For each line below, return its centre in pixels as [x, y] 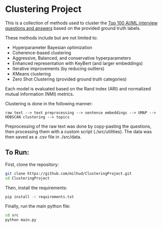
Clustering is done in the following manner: [49, 103]
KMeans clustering [31, 74]
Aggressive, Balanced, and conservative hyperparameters [72, 58]
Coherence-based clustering [42, 53]
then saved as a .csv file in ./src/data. [43, 137]
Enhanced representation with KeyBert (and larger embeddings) [78, 63]
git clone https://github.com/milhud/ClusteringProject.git [69, 173]
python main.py [21, 220]
